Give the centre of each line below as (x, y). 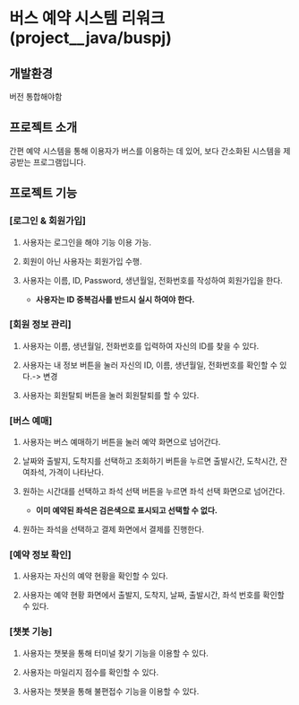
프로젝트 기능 (43, 193)
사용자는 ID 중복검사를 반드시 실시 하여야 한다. (115, 299)
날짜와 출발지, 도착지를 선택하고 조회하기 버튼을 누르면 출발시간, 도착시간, (150, 461)
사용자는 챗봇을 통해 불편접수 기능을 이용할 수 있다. (111, 691)
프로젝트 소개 (43, 128)
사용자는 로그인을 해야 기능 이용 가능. (87, 242)
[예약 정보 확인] (40, 555)
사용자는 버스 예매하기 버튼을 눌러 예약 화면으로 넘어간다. (121, 442)
